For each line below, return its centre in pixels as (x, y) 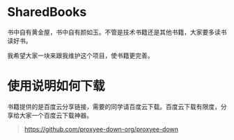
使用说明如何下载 (56, 86)
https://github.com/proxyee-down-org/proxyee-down (101, 129)
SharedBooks (47, 12)
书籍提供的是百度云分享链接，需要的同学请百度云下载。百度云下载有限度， (114, 106)
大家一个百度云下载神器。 (56, 115)
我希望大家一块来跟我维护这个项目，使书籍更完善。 (80, 55)
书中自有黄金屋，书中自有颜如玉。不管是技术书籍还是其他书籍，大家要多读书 (117, 32)
